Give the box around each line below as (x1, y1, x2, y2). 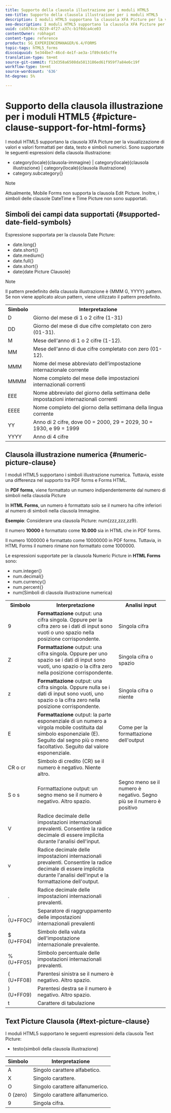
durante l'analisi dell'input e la (37, 872, 109, 879)
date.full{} (12, 258, 34, 264)
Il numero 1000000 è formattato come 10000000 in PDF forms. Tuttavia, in (5, 537, 162, 544)
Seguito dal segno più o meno (37, 737, 109, 744)
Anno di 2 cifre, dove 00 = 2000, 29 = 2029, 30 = (33, 418, 153, 425)
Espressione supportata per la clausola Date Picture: (5, 231, 116, 237)
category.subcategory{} (12, 170, 64, 176)
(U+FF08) (8, 976, 32, 984)
